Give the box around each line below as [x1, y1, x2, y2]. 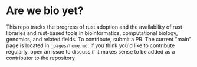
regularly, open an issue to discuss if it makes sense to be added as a [6, 48, 175, 55]
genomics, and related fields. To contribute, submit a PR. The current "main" [6, 36, 192, 43]
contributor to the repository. [6, 54, 77, 61]
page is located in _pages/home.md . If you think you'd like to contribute [6, 42, 175, 49]
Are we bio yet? [6, 4, 84, 17]
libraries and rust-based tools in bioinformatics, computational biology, [6, 29, 178, 36]
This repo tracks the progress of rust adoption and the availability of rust [6, 23, 183, 30]
